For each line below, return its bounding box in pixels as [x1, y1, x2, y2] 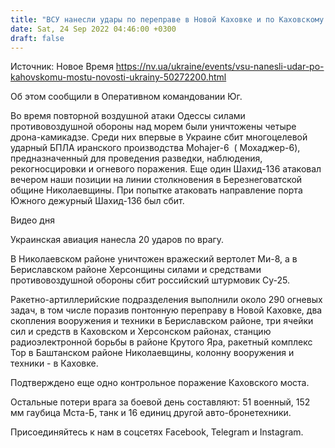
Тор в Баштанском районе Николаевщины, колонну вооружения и [10, 347, 295, 359]
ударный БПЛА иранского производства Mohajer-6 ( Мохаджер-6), [10, 142, 301, 154]
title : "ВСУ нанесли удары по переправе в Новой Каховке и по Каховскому [10, 14, 325, 25]
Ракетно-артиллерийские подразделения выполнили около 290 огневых [10, 294, 323, 306]
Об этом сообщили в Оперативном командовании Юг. [10, 91, 243, 103]
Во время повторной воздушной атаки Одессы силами [10, 110, 246, 122]
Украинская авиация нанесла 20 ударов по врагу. [10, 234, 225, 246]
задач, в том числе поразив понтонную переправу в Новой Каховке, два [10, 304, 323, 316]
